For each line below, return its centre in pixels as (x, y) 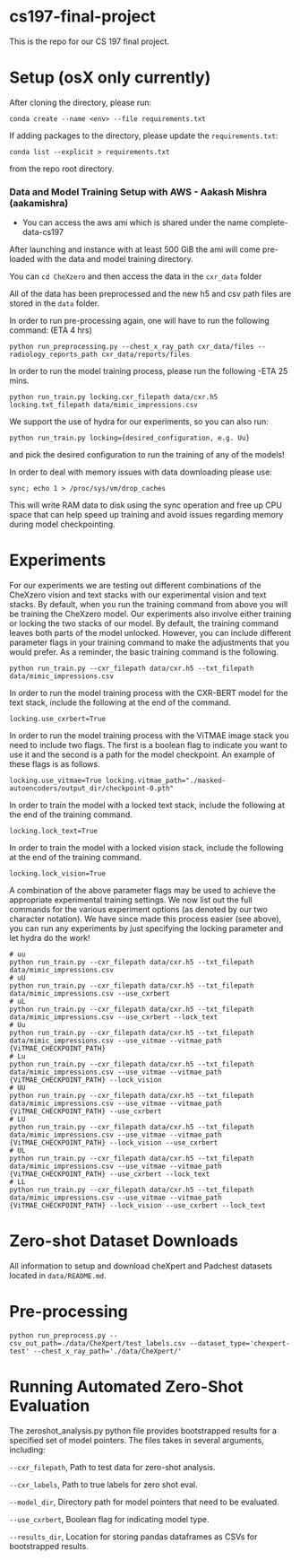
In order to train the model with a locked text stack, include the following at (147, 806)
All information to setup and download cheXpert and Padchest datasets (141, 1266)
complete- (269, 222)
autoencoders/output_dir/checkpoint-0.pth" (92, 789)
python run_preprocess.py (57, 1335)
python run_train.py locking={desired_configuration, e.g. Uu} (130, 438)
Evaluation (50, 1406)
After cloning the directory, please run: (81, 102)
